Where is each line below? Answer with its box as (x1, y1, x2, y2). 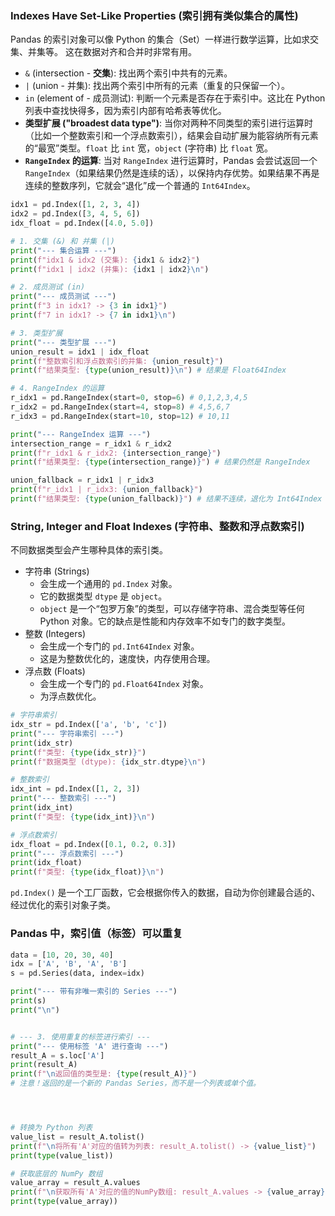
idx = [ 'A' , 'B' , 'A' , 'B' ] (10, 959, 128, 969)
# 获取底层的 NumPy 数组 (10, 1168, 103, 1179)
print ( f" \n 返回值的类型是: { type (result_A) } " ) (10, 1069, 198, 1079)
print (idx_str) (10, 738, 74, 748)
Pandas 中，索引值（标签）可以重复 (10, 927, 183, 941)
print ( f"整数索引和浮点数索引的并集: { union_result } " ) (10, 356, 224, 366)
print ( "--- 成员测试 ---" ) (10, 292, 117, 302)
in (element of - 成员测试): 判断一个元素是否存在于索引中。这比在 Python (24, 92, 326, 104)
